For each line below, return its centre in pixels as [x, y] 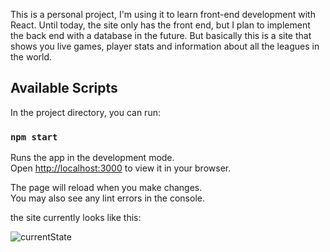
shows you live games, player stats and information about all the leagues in [165, 46]
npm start [34, 137]
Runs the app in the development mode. [92, 158]
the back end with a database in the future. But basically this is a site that [161, 35]
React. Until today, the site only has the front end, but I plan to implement [160, 25]
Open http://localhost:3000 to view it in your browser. [121, 168]
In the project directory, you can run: [85, 112]
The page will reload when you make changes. [106, 188]
